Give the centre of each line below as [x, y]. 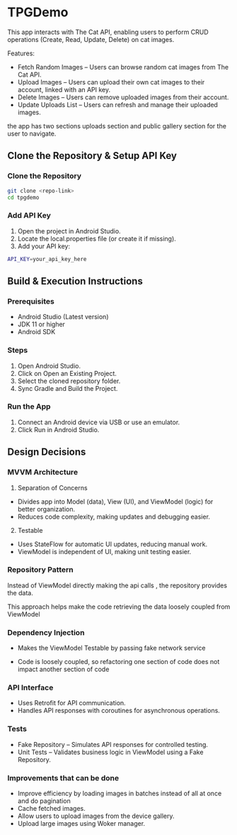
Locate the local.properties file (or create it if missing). [97, 238]
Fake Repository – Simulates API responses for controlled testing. [113, 744]
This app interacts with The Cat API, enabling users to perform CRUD [108, 32]
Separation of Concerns [52, 487]
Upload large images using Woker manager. [81, 823]
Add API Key [29, 216]
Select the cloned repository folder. [69, 381]
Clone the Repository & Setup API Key [92, 156]
